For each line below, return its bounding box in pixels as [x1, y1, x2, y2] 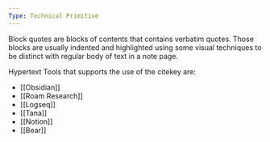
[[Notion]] [19, 116, 53, 126]
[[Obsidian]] [19, 82, 60, 92]
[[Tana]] [19, 108, 48, 118]
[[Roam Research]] [19, 90, 83, 101]
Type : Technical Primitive [8, 11, 99, 20]
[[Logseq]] [19, 99, 56, 109]
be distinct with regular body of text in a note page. [8, 51, 179, 61]
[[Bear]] [19, 125, 47, 135]
